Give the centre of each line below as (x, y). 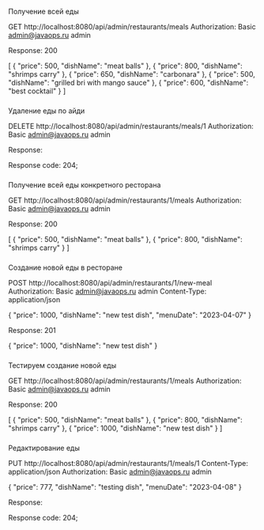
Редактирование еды (44, 448)
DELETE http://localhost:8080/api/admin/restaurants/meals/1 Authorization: (131, 126)
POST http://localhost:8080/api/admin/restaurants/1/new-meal (110, 282)
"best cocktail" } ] (37, 91)
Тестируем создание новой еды (62, 365)
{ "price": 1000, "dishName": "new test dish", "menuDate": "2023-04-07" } (130, 315)
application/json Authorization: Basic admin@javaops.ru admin (110, 471)
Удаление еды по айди (47, 111)
